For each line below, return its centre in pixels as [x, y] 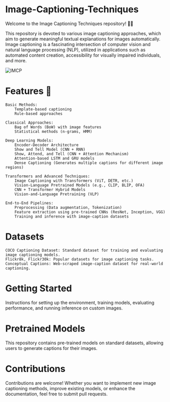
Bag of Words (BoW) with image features [58, 127]
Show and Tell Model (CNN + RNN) [50, 149]
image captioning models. [33, 255]
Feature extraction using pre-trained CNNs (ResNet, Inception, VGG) [90, 212]
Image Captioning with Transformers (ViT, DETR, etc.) [74, 181]
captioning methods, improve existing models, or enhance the [70, 388]
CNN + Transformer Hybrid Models [50, 190]
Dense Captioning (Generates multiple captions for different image [89, 163]
